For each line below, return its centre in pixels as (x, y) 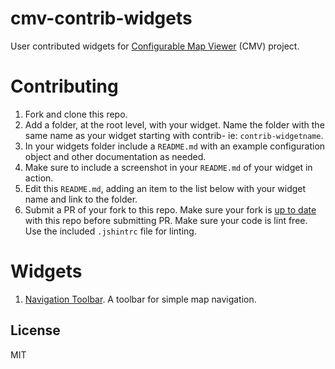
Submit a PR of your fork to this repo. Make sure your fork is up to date (170, 209)
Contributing (64, 86)
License (35, 330)
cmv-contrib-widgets (101, 18)
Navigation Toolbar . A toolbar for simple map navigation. (140, 299)
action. (39, 178)
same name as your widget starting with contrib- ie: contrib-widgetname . (174, 135)
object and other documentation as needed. (115, 156)
